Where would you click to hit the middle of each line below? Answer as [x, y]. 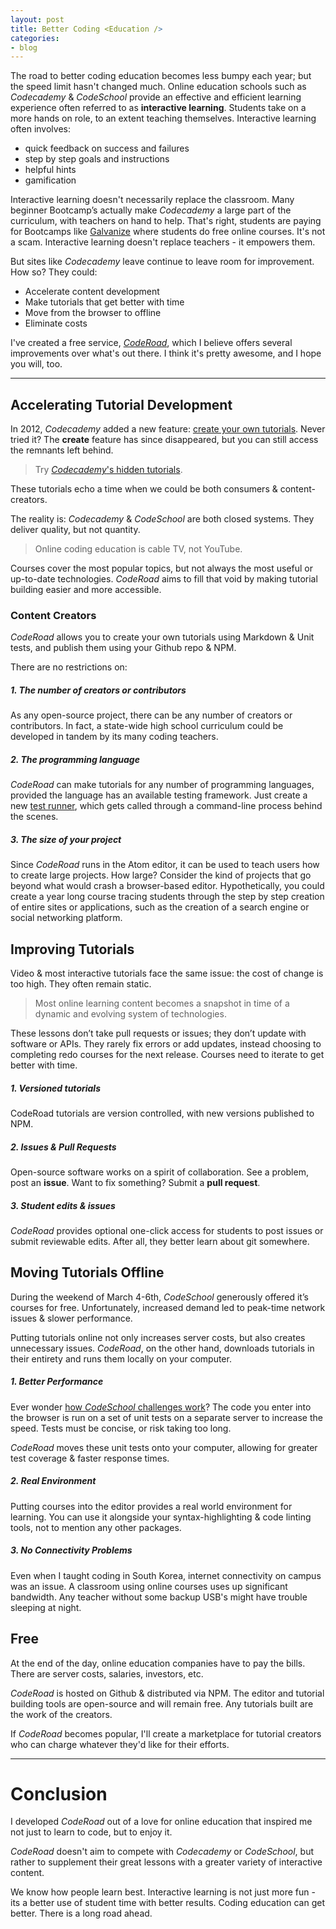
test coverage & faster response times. [90, 1458]
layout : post [37, 19]
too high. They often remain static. [81, 984]
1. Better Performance [57, 1382]
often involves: [40, 129]
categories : [35, 38]
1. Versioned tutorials [55, 1088]
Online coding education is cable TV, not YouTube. [138, 549]
